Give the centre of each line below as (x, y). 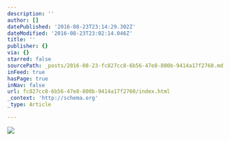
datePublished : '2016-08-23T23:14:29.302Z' (72, 27)
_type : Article (29, 105)
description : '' (31, 14)
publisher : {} (28, 46)
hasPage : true (28, 79)
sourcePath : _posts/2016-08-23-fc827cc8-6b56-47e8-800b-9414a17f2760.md (115, 66)
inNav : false (26, 85)
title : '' (22, 40)
